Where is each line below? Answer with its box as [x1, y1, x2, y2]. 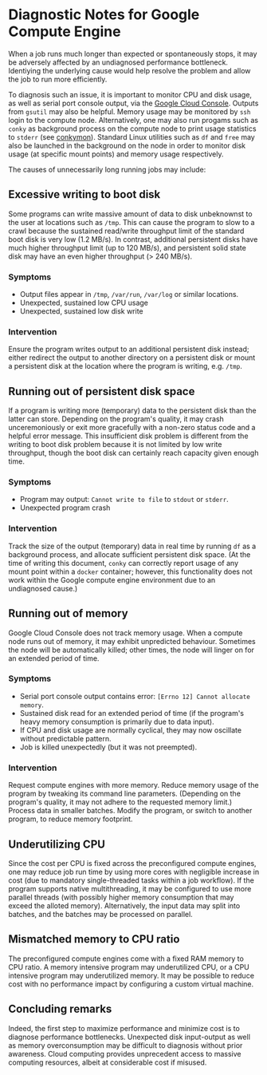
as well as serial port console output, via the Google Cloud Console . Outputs [8, 98, 259, 108]
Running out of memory [8, 607, 129, 620]
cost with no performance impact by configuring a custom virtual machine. [8, 979, 254, 989]
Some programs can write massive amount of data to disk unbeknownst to [8, 209, 253, 219]
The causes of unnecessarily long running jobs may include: [8, 164, 206, 174]
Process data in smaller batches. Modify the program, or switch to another [8, 806, 253, 816]
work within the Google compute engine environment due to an [8, 575, 216, 584]
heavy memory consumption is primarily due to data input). [19, 717, 214, 726]
